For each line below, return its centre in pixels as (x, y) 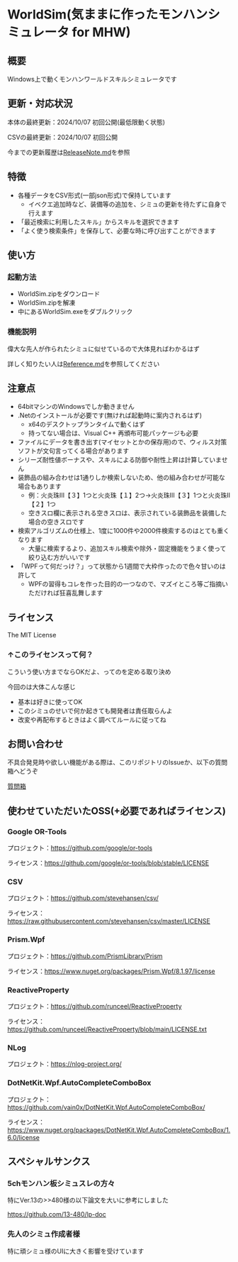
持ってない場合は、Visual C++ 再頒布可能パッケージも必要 (113, 433)
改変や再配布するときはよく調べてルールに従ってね (92, 719)
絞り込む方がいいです (59, 557)
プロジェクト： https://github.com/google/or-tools (80, 848)
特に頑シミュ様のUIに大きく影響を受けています (76, 1251)
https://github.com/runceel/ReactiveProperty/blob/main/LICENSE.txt (107, 1029)
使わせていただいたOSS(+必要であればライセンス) (117, 811)
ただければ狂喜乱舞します (66, 593)
